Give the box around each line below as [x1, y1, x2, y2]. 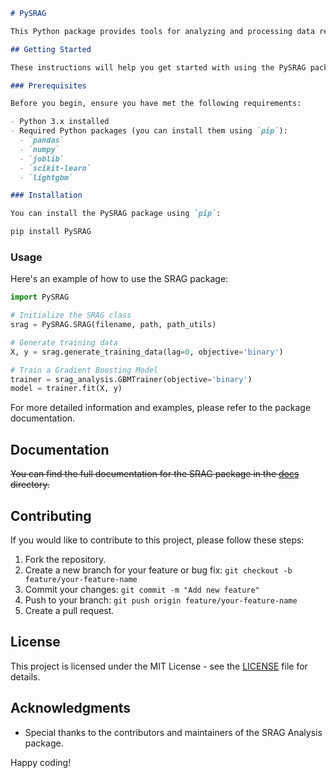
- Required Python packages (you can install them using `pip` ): [10, 126, 288, 136]
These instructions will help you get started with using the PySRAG [10, 62, 307, 73]
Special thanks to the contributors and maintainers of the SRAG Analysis [24, 726, 323, 738]
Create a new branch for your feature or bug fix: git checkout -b [24, 564, 293, 576]
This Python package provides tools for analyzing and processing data [10, 26, 315, 36]
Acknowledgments [10, 700, 132, 717]
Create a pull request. [24, 604, 115, 616]
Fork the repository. [24, 553, 107, 565]
